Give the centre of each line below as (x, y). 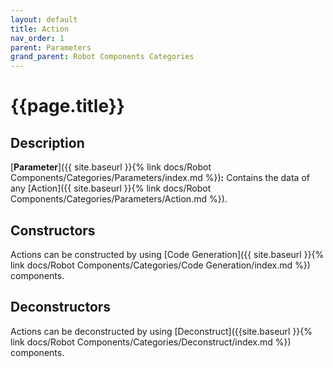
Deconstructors (61, 307)
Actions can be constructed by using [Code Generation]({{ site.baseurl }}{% (167, 254)
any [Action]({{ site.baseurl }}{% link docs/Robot (111, 188)
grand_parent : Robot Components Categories (102, 57)
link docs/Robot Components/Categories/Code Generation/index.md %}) (160, 265)
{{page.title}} (67, 106)
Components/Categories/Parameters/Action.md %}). (119, 199)
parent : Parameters (51, 47)
